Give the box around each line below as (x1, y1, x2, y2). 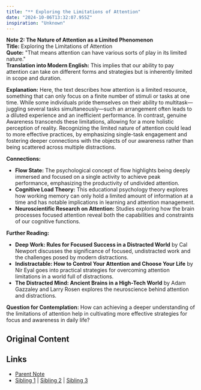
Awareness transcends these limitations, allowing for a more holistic (6, 118, 174, 125)
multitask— (164, 99, 193, 106)
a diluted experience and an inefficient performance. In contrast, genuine (6, 112, 187, 119)
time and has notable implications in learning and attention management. (14, 199, 195, 206)
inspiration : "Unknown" (6, 20, 66, 26)
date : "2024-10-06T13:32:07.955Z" (6, 14, 93, 20)
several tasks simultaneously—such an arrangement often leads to (27, 106, 192, 113)
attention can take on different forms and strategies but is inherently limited (6, 68, 193, 76)
